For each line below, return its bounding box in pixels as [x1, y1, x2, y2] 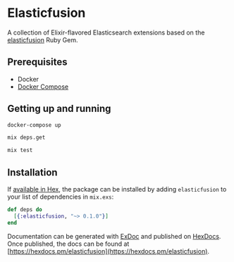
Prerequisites [7, 56, 68, 68]
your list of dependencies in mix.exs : [7, 192, 114, 201]
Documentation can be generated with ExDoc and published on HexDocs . [7, 232, 221, 240]
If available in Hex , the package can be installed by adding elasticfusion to [7, 185, 227, 193]
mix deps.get [7, 134, 46, 142]
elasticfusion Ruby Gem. [7, 35, 78, 44]
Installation [7, 166, 58, 178]
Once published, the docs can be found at [7, 239, 130, 248]
